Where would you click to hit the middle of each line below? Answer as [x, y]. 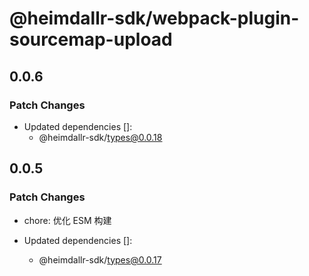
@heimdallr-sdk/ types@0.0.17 [100, 259]
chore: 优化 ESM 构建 [67, 220]
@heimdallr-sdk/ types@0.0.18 [100, 137]
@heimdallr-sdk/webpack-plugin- [154, 18]
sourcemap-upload [91, 39]
